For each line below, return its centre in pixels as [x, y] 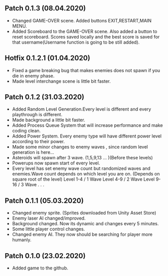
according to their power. [38, 142]
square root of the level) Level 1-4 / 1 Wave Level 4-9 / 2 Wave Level [83, 179]
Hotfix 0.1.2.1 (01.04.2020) [47, 58]
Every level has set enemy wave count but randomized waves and [81, 168]
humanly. [22, 240]
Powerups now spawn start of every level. [56, 163]
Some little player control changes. [48, 229]
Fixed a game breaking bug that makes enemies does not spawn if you [86, 70]
